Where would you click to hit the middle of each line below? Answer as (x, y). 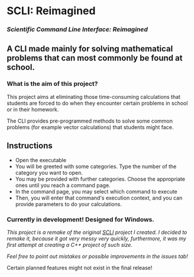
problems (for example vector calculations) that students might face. (90, 127)
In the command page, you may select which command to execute (96, 191)
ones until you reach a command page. (63, 185)
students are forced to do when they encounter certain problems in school (97, 103)
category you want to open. (49, 172)
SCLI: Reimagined (51, 11)
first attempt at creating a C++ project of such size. (69, 244)
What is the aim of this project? (52, 84)
